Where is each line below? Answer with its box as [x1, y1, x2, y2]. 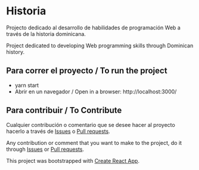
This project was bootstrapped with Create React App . [6, 157, 140, 164]
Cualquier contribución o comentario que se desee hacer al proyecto [6, 121, 176, 128]
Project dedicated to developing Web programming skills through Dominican [6, 42, 194, 49]
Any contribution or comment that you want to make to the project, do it [6, 139, 182, 146]
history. [6, 48, 25, 55]
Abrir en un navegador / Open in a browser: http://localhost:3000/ [14, 88, 177, 95]
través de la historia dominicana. [6, 30, 86, 37]
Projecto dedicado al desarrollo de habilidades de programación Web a [6, 24, 181, 31]
